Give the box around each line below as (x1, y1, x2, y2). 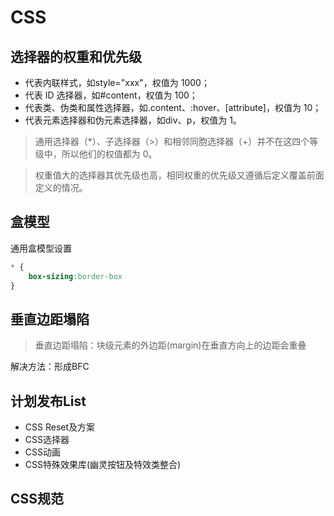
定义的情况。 (34, 182, 88, 193)
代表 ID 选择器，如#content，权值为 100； (24, 89, 198, 101)
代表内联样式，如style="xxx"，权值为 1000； (24, 77, 210, 88)
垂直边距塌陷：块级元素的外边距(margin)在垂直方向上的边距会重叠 (34, 339, 307, 351)
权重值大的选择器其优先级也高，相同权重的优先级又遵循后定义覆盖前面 (34, 169, 325, 181)
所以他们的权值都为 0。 (61, 148, 158, 160)
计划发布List (10, 392, 87, 410)
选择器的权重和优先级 (10, 48, 142, 65)
